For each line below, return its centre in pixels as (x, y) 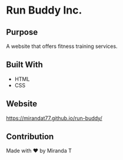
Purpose (22, 32)
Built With (24, 65)
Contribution (30, 137)
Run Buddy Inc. (44, 10)
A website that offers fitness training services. (62, 46)
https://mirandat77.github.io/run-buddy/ (54, 118)
